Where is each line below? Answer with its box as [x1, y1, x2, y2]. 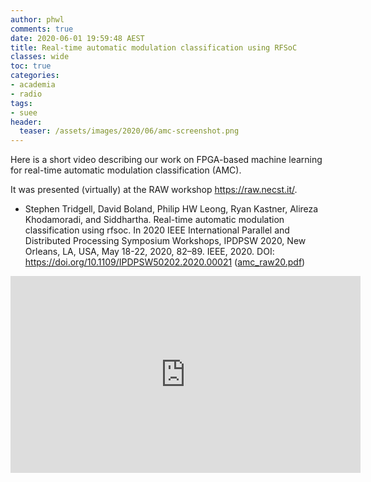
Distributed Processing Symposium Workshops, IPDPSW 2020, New [24, 235, 307, 247]
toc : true [10, 61, 52, 71]
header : [10, 117, 43, 127]
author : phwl [10, 14, 65, 25]
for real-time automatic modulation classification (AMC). [10, 164, 242, 176]
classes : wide [10, 52, 70, 62]
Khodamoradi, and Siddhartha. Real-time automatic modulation [24, 214, 285, 226]
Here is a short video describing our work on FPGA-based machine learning [10, 154, 323, 166]
